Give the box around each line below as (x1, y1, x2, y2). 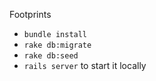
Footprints (9, 9, 52, 20)
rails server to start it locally (23, 60, 147, 71)
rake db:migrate (23, 40, 92, 50)
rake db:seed (23, 51, 79, 61)
